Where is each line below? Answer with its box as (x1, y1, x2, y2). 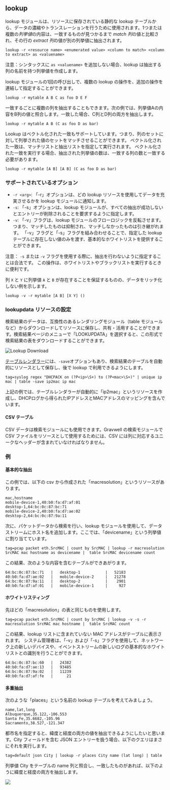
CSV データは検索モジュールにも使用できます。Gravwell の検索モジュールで (5, 426, 163, 432)
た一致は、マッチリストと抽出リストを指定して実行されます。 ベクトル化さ (5, 143, 162, 150)
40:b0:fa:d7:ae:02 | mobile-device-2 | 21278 (5, 574, 126, 579)
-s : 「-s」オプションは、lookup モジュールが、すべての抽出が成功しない (12, 204, 163, 211)
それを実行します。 (9, 743, 50, 749)
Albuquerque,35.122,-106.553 (5, 712, 67, 717)
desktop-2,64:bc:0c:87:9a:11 (5, 513, 67, 518)
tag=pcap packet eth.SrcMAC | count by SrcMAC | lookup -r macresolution (5, 545, 165, 551)
